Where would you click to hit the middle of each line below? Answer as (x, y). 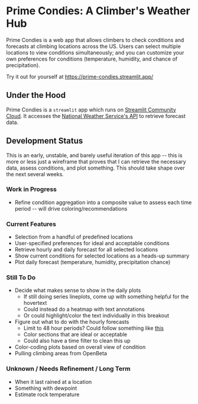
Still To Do (21, 278)
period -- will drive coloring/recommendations (71, 208)
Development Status (45, 141)
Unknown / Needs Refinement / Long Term (69, 369)
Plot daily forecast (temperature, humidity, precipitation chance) (92, 262)
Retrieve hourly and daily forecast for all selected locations (86, 250)
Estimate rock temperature (47, 394)
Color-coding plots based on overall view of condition (80, 347)
